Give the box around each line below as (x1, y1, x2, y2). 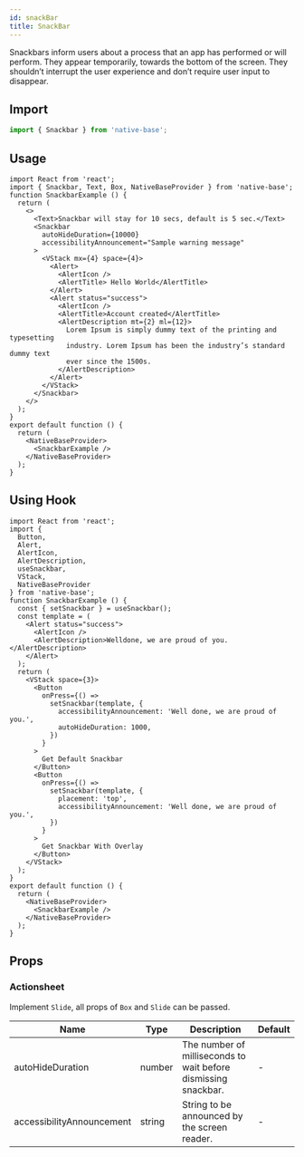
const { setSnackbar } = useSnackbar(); (17, 603, 172, 612)
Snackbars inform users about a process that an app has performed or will (9, 46, 287, 57)
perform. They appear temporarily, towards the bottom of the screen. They (9, 56, 288, 67)
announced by (182, 1109, 243, 1122)
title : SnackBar (9, 22, 71, 31)
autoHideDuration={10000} (42, 230, 140, 239)
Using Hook (9, 493, 77, 508)
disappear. (9, 75, 49, 86)
